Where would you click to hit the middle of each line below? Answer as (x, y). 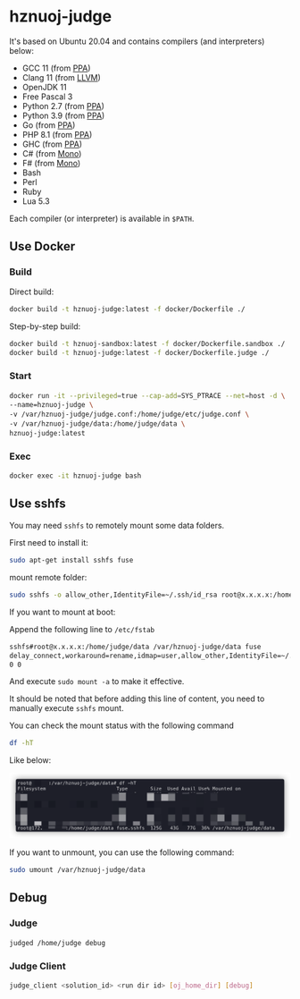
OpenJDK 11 (44, 87)
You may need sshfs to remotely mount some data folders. (117, 525)
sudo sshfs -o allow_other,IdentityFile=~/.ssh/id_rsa (113, 595)
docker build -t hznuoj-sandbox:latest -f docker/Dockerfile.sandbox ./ (147, 343)
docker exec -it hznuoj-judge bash (75, 476)
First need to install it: (49, 542)
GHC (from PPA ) (52, 144)
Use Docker (42, 246)
